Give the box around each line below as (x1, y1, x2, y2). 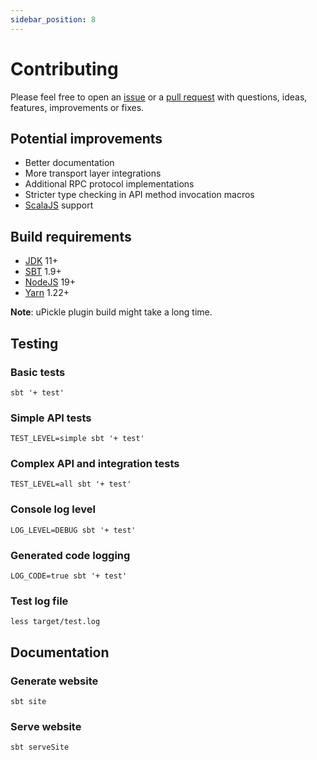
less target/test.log (10, 617, 101, 627)
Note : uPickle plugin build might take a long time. (10, 306, 213, 318)
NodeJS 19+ (24, 276, 77, 288)
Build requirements (10, 228, 132, 245)
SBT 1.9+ (24, 266, 62, 278)
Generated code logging (10, 548, 131, 562)
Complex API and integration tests (10, 457, 180, 471)
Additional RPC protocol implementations (24, 178, 195, 190)
